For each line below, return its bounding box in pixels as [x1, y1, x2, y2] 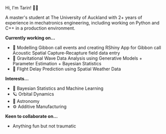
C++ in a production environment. [5, 25, 75, 31]
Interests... [5, 76, 29, 81]
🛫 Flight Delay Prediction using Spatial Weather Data [12, 66, 121, 72]
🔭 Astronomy [12, 98, 40, 104]
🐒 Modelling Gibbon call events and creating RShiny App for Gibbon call [12, 45, 161, 50]
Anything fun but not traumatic [12, 123, 76, 129]
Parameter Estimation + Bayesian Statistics [12, 61, 102, 66]
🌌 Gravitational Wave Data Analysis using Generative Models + [12, 55, 142, 61]
